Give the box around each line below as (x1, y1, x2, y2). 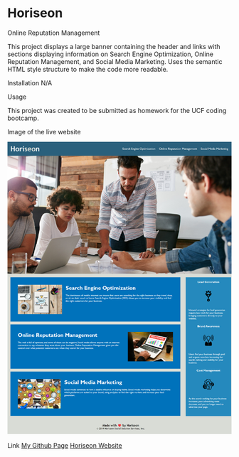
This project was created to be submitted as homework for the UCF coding (7, 106, 227, 114)
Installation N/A (7, 78, 53, 87)
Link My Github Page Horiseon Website (7, 441, 122, 450)
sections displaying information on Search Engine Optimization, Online (7, 50, 213, 58)
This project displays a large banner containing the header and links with (7, 42, 221, 50)
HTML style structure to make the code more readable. (7, 65, 169, 73)
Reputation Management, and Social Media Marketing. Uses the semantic (7, 57, 223, 65)
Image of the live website (7, 127, 81, 136)
